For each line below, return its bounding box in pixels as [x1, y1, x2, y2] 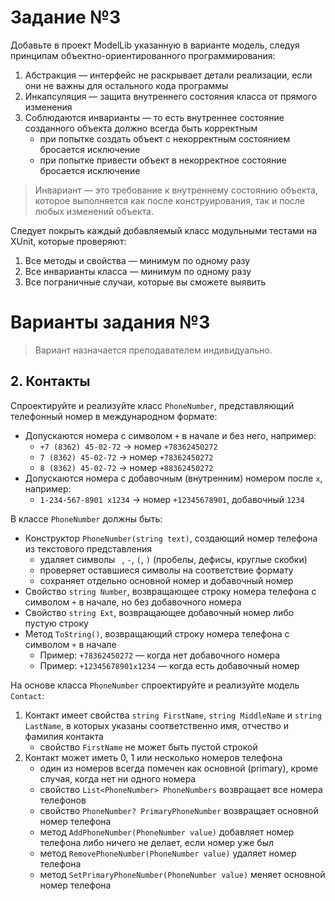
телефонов [39, 794, 87, 806]
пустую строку [24, 617, 89, 629]
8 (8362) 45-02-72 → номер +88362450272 [39, 461, 214, 473]
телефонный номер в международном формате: [10, 410, 218, 422]
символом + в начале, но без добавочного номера [24, 596, 242, 608]
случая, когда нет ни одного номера [39, 772, 197, 785]
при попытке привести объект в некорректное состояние [39, 154, 287, 166]
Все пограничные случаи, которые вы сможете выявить [24, 276, 267, 288]
